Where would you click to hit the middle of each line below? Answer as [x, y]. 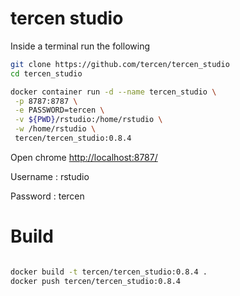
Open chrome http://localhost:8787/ [84, 157]
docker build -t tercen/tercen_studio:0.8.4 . [109, 272]
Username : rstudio [50, 176]
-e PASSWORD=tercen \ [59, 110]
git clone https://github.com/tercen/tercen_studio [120, 64]
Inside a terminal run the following [80, 46]
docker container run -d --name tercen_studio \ [113, 92]
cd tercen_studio [46, 73]
